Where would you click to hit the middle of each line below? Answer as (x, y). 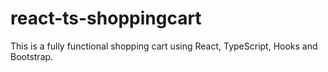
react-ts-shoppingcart (106, 18)
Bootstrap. (32, 56)
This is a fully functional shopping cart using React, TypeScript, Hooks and (164, 46)
